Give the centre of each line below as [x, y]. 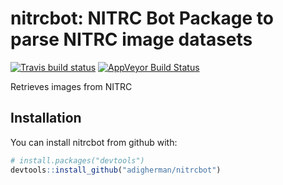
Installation [46, 118]
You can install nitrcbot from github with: [94, 142]
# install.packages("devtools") [77, 160]
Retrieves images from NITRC [71, 86]
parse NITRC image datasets [131, 39]
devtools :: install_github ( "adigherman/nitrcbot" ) [116, 170]
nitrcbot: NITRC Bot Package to [142, 18]
